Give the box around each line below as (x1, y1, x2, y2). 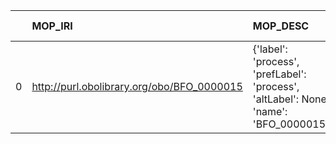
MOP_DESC (252, 19, 310, 33)
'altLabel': (252, 92, 300, 106)
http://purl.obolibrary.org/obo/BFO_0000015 (31, 80, 243, 93)
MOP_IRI (31, 19, 73, 33)
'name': (252, 105, 288, 118)
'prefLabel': (252, 67, 307, 81)
